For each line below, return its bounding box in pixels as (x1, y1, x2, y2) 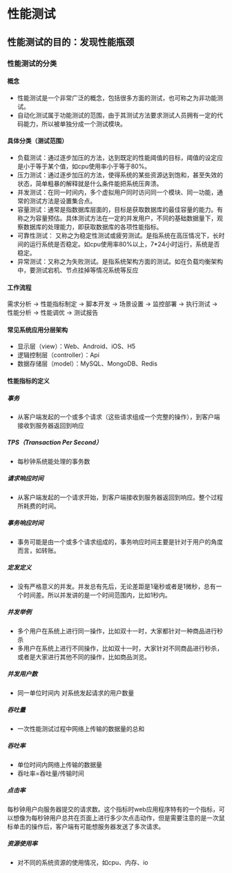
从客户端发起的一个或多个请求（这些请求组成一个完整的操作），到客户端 (17, 413, 220, 421)
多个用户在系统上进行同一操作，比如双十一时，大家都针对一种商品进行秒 (17, 627, 223, 635)
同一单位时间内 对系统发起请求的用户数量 (17, 688, 135, 696)
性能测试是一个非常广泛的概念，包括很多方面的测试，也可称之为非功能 (17, 93, 217, 102)
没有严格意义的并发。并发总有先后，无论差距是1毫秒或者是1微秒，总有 (17, 582, 216, 591)
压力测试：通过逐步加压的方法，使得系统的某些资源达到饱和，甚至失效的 (17, 170, 223, 179)
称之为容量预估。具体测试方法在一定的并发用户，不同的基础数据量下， (17, 214, 217, 222)
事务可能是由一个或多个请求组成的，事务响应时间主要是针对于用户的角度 (17, 537, 223, 546)
